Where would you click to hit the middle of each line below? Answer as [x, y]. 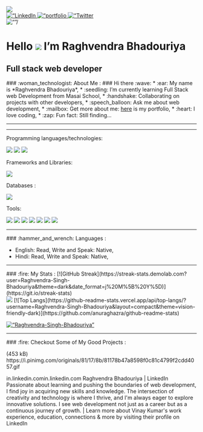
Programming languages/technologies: [55, 138]
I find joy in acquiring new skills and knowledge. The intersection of [90, 391]
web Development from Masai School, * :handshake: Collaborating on [93, 96]
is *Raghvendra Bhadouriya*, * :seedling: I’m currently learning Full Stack [97, 89]
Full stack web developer [54, 69]
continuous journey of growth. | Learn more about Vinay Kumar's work [94, 411]
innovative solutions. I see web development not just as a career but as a [97, 404]
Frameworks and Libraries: [40, 162]
